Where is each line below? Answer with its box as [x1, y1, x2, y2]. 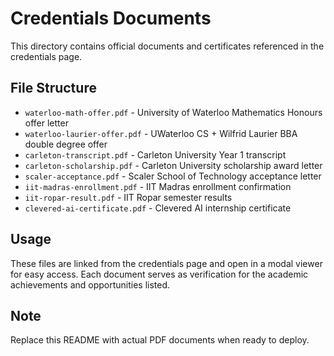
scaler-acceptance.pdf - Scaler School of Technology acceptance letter [24, 170, 322, 182]
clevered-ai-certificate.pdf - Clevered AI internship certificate [24, 202, 292, 214]
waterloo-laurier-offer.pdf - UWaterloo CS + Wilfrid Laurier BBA [24, 127, 298, 139]
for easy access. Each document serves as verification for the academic [10, 268, 309, 280]
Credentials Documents [10, 7, 212, 30]
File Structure [10, 80, 97, 97]
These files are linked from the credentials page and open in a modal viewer [10, 257, 323, 269]
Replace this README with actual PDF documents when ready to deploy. [10, 334, 310, 346]
